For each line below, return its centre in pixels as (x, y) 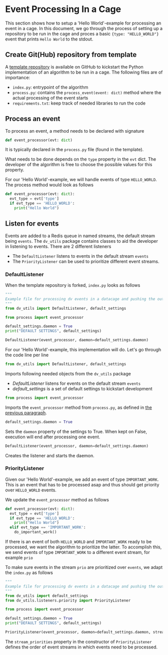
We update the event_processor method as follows (57, 499)
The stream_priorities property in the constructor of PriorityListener (78, 641)
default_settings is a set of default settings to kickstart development (82, 388)
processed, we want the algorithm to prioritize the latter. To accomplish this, (83, 547)
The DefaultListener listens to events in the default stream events (80, 256)
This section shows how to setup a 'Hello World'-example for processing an (83, 23)
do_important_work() (35, 532)
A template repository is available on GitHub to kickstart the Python (74, 67)
